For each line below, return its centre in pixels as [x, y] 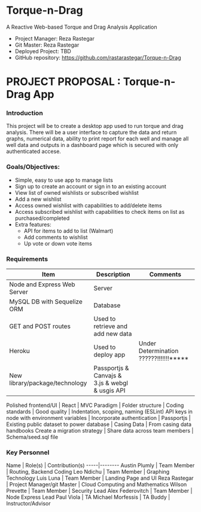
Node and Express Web [42, 284]
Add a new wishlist [38, 199]
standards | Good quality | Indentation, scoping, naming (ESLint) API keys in [100, 412]
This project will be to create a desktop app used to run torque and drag [95, 126]
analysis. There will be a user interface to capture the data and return [92, 133]
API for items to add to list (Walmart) [68, 231]
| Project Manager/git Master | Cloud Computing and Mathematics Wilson [97, 485]
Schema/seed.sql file [32, 437]
